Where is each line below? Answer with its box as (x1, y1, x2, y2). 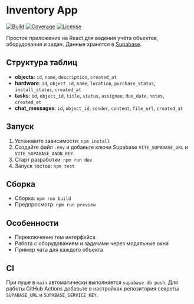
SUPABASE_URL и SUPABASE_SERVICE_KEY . (6, 292, 98, 298)
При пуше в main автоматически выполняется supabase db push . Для (6, 279, 179, 286)
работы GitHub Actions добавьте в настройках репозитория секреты (6, 285, 179, 292)
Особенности (6, 218, 59, 228)
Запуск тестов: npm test (14, 162, 75, 169)
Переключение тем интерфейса (14, 233, 96, 241)
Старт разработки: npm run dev (14, 156, 93, 163)
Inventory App (6, 4, 78, 17)
